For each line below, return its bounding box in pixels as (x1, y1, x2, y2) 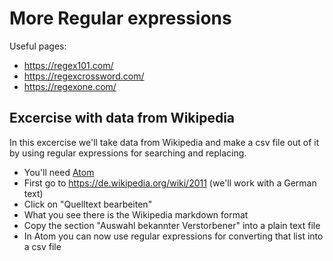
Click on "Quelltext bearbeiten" (23, 198, 153, 210)
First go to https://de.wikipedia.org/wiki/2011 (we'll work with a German (23, 177, 317, 189)
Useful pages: (9, 40, 67, 52)
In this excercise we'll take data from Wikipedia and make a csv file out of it (9, 136, 320, 148)
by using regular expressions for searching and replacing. (9, 147, 247, 159)
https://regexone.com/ (23, 80, 117, 92)
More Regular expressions (9, 7, 232, 30)
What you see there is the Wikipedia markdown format (23, 208, 249, 221)
